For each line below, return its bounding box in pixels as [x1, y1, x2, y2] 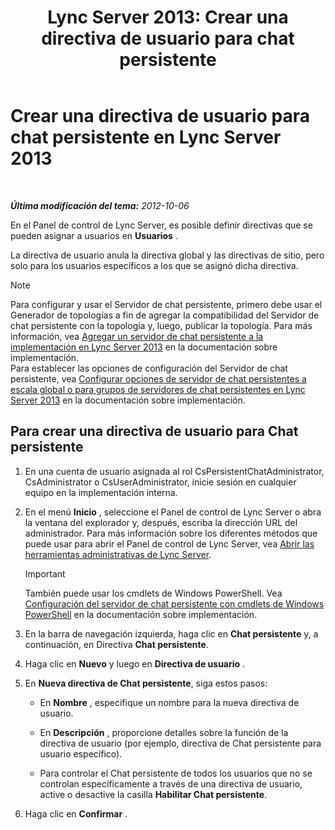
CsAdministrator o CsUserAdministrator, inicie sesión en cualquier [24, 476, 297, 488]
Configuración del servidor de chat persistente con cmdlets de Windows [24, 597, 325, 610]
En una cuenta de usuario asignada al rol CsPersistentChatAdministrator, [24, 465, 325, 477]
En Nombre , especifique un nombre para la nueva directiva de [39, 696, 300, 708]
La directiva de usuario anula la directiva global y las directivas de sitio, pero [10, 249, 325, 261]
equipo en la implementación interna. [24, 486, 178, 498]
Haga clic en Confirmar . [24, 807, 128, 820]
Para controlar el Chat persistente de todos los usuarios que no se [39, 767, 313, 779]
